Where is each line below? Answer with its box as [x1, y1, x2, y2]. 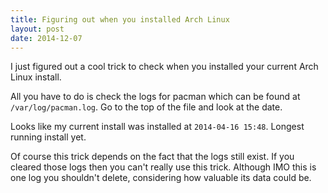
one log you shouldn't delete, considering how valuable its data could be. [10, 172, 312, 184]
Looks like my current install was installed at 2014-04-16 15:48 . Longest [10, 121, 305, 133]
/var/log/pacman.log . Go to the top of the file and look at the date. [10, 101, 283, 113]
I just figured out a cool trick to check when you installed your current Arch [10, 61, 319, 73]
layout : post [10, 24, 65, 34]
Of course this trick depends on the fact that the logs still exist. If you [10, 151, 295, 163]
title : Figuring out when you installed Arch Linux [10, 14, 230, 25]
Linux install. [10, 71, 62, 83]
